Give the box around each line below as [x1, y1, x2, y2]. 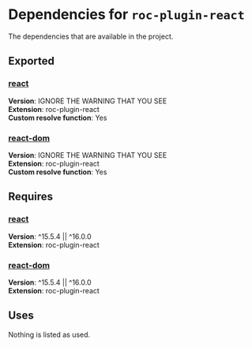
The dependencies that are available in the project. [8, 32, 174, 41]
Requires [8, 190, 54, 203]
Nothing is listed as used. [8, 330, 91, 339]
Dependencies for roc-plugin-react [8, 6, 245, 24]
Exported [8, 54, 55, 68]
